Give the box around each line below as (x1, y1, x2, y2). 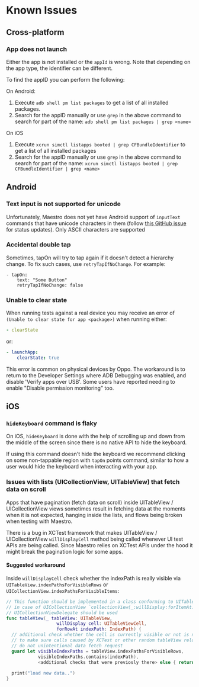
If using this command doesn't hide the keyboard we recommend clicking (6, 451, 185, 458)
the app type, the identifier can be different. (6, 65, 113, 72)
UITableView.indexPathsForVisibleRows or (6, 581, 108, 588)
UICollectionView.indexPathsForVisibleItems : (6, 587, 120, 594)
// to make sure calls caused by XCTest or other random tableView (11, 637, 182, 643)
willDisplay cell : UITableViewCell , (56, 621, 147, 627)
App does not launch (6, 45, 68, 53)
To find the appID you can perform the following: (6, 76, 125, 83)
